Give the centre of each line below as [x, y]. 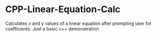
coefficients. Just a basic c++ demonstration [52, 28]
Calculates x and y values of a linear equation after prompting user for [78, 23]
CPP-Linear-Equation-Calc [63, 9]
